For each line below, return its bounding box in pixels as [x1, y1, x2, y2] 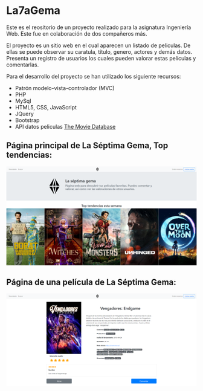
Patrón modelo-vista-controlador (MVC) [14, 84, 115, 91]
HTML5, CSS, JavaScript [14, 103, 77, 111]
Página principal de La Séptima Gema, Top [6, 140, 169, 151]
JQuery [14, 110, 34, 117]
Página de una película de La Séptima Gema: [6, 277, 176, 287]
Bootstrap [14, 116, 40, 124]
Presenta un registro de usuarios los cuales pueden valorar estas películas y [6, 54, 196, 62]
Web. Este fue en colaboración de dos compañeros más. [6, 30, 147, 37]
